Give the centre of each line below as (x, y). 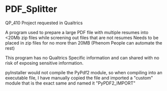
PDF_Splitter (31, 9)
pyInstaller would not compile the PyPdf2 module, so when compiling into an (84, 72)
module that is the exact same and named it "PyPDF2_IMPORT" (70, 83)
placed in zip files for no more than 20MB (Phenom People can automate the (84, 43)
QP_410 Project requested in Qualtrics (44, 23)
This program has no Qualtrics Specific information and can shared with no (82, 57)
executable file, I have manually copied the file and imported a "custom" (79, 78)
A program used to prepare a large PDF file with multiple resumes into (77, 32)
